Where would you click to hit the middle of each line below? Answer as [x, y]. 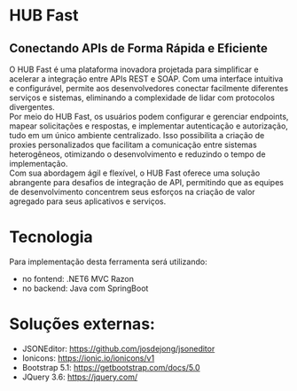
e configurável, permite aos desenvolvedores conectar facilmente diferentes [149, 88]
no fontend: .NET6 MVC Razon [78, 278]
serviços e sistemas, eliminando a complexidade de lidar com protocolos [142, 98]
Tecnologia [51, 237]
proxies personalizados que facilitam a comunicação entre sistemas [133, 145]
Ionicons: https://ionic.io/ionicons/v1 [88, 358]
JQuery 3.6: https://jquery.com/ [80, 377]
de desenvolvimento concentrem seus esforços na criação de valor [132, 192]
